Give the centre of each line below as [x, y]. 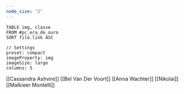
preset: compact [26, 53]
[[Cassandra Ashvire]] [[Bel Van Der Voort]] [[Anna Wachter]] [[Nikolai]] [92, 78]
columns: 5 [19, 68]
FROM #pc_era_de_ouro [32, 32]
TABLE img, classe [28, 27]
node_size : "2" [25, 11]
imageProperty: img [30, 58]
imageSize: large [27, 63]
